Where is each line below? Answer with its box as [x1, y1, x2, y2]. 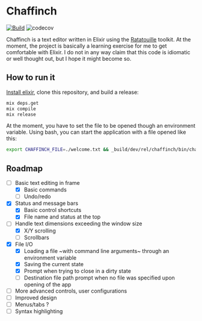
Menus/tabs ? [14, 301, 49, 308]
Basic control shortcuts [23, 207, 82, 214]
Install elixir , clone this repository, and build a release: [6, 89, 139, 96]
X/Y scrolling [23, 227, 56, 234]
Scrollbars [23, 234, 50, 241]
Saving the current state [23, 260, 84, 267]
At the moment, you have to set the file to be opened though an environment [6, 122, 195, 129]
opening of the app [23, 281, 72, 288]
